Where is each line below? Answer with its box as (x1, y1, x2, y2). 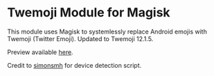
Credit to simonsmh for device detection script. (7, 61, 142, 69)
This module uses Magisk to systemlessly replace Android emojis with (7, 27, 208, 36)
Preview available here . (7, 48, 74, 56)
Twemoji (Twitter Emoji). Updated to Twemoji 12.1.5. (7, 34, 154, 42)
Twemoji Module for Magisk (7, 5, 171, 21)
